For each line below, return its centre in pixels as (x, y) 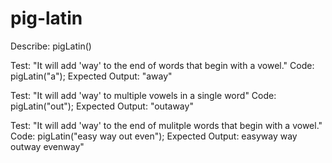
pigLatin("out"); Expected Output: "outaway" (102, 106)
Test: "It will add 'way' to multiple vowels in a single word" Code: (143, 95)
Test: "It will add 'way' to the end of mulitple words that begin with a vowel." (166, 125)
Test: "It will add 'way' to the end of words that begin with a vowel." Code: (162, 65)
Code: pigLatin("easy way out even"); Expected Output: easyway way (154, 136)
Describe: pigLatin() (51, 46)
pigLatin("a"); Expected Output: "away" (91, 76)
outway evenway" (47, 146)
